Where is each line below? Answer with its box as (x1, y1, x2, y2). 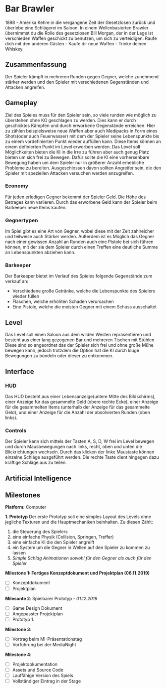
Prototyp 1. (12, 616, 35, 622)
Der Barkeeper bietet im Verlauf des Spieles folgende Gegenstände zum (5, 273, 153, 279)
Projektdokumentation (12, 661, 58, 667)
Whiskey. (5, 46, 24, 52)
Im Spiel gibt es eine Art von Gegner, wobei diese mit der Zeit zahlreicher (5, 228, 155, 234)
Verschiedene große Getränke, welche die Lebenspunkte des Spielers (12, 288, 155, 294)
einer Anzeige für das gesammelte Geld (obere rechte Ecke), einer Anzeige (5, 399, 159, 405)
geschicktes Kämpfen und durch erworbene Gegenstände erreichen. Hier (5, 123, 156, 129)
